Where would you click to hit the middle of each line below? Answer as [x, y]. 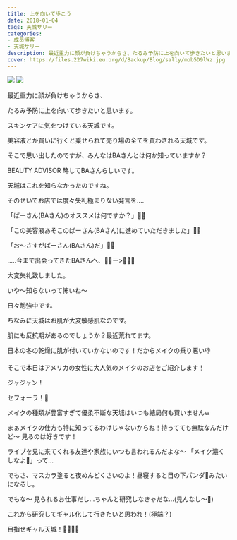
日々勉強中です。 [32, 305]
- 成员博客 [21, 40]
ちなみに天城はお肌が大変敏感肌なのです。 [69, 320]
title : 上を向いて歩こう [39, 14]
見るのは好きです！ [49, 436]
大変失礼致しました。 [38, 275]
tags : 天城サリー [30, 27]
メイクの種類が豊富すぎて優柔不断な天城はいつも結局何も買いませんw [109, 412]
